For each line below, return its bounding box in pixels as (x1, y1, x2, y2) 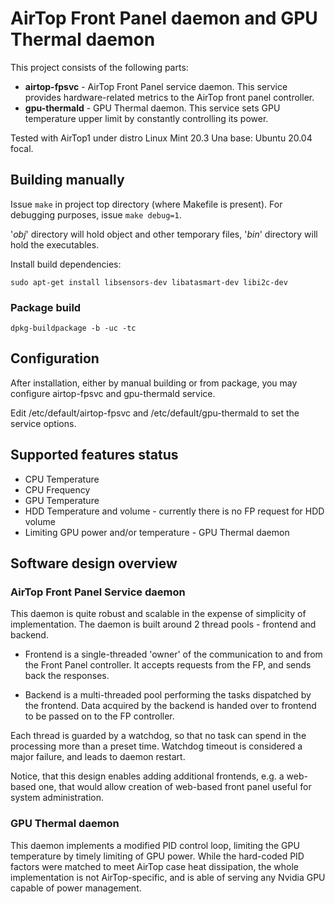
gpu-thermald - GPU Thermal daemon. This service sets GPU (24, 102, 281, 114)
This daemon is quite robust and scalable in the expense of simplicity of (10, 608, 307, 620)
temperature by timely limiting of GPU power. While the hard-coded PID (10, 850, 305, 862)
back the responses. (24, 670, 110, 682)
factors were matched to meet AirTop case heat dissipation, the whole (10, 860, 300, 872)
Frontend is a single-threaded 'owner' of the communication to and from (24, 648, 323, 661)
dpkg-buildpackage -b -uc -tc (10, 323, 137, 334)
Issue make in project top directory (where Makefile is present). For (10, 198, 283, 210)
